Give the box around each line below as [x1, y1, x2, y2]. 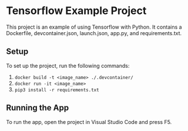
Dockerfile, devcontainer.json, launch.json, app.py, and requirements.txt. [6, 29, 182, 36]
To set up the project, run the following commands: [6, 62, 130, 69]
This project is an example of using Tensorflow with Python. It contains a [6, 23, 182, 30]
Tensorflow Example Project [6, 4, 147, 18]
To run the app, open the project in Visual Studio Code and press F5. [6, 118, 172, 125]
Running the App [6, 103, 69, 113]
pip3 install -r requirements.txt [14, 87, 99, 93]
